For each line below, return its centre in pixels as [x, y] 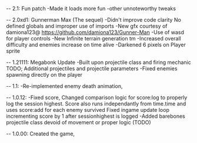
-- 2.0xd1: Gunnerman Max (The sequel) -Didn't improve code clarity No [94, 20]
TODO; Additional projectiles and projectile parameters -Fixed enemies [92, 69]
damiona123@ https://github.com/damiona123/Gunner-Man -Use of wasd [95, 32]
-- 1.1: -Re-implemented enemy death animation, [64, 86]
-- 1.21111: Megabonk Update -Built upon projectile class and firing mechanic [98, 62]
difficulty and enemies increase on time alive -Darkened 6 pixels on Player [96, 45]
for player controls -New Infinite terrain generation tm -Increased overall [94, 38]
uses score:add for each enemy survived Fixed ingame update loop [88, 110]
